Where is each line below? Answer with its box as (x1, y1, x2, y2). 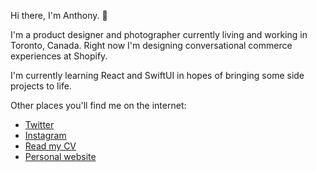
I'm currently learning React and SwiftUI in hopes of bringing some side (10, 70, 305, 81)
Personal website (24, 151, 97, 162)
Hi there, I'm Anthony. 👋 (10, 10, 108, 21)
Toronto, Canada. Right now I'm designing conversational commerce (10, 40, 293, 51)
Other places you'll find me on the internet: (10, 100, 187, 111)
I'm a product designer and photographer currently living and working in (10, 29, 308, 40)
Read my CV (24, 140, 77, 152)
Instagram (24, 130, 67, 141)
